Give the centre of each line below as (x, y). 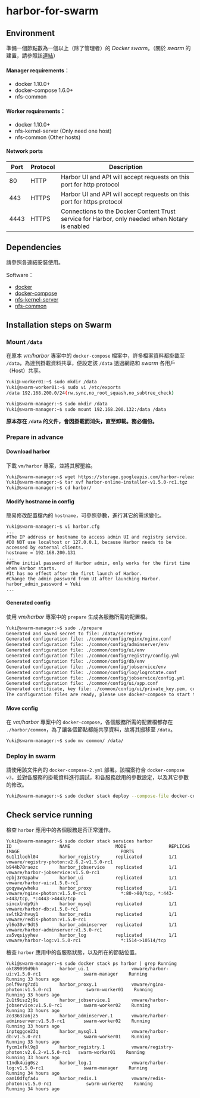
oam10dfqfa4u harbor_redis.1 (51, 1079)
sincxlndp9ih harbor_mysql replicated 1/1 (92, 904)
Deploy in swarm (31, 756)
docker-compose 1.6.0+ (44, 90)
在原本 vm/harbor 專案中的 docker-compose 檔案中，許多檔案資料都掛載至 (96, 356)
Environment (31, 33)
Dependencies (34, 247)
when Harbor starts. (32, 568)
